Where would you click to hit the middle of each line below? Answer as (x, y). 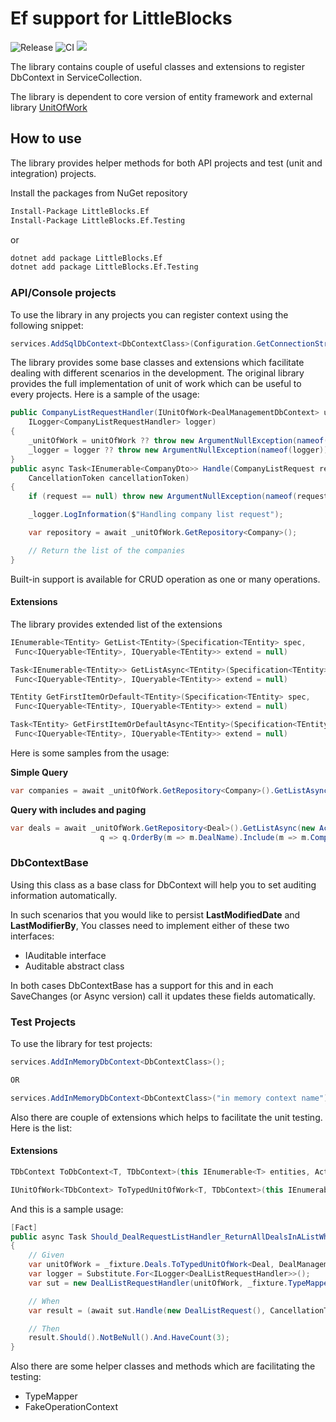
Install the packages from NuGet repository (99, 193)
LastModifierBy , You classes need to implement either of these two (150, 925)
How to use (46, 138)
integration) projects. (53, 173)
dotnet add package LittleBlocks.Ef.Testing (104, 267)
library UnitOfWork (49, 107)
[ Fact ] (24, 1227)
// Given (46, 1255)
